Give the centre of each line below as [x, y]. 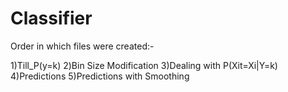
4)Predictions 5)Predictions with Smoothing [100, 76]
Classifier [51, 18]
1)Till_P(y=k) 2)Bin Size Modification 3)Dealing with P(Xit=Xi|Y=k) [144, 65]
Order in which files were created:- [82, 46]
